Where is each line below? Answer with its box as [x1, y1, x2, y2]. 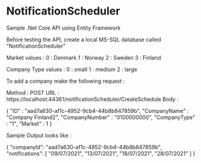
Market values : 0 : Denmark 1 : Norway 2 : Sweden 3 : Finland [6, 54, 162, 61]
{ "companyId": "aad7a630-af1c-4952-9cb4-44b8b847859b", [6, 143, 162, 150]
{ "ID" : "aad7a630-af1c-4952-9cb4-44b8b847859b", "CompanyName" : [6, 107, 189, 114]
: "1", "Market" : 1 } [6, 120, 53, 127]
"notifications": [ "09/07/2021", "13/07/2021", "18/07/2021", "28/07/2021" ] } [6, 150, 196, 157]
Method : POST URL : [6, 89, 59, 96]
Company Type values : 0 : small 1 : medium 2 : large [6, 65, 137, 73]
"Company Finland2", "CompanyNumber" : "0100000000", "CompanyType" [6, 113, 196, 121]
